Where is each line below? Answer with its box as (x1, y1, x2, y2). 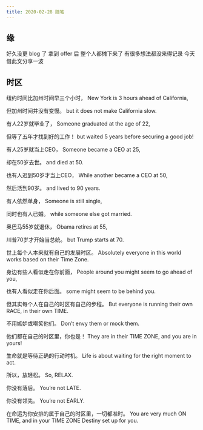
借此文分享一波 (6, 58, 44, 65)
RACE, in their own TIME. (6, 307, 68, 315)
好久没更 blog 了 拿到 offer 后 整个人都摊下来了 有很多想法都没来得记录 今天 (6, 50, 195, 58)
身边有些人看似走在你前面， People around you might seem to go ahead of (6, 268, 193, 276)
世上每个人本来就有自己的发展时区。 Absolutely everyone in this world (6, 249, 182, 257)
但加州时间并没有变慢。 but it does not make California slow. (6, 107, 157, 115)
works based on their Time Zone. (6, 256, 89, 263)
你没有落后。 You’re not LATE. (6, 385, 81, 392)
